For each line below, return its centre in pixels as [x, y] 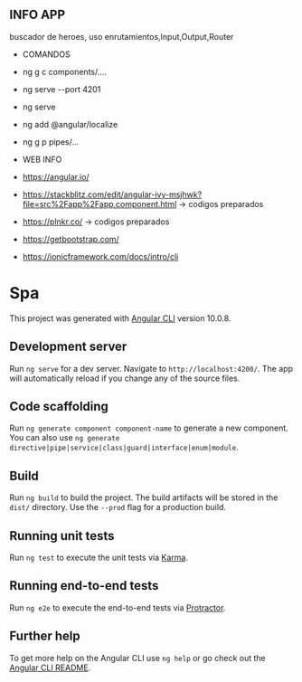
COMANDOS [46, 54]
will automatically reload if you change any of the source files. [125, 378]
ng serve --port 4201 [61, 89]
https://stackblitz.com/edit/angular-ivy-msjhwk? [112, 194]
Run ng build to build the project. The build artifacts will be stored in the [144, 497]
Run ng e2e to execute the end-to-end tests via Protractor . [118, 607]
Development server [68, 347]
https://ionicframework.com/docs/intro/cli [100, 256]
